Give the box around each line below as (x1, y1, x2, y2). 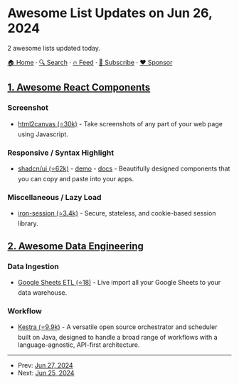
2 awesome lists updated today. (7, 44, 101, 52)
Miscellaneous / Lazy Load (7, 192, 102, 202)
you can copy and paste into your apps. (17, 174, 134, 183)
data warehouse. (17, 288, 68, 297)
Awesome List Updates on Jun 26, (7, 5, 213, 21)
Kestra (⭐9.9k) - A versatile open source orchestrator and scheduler (17, 323, 218, 331)
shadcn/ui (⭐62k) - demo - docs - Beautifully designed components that (17, 164, 230, 173)
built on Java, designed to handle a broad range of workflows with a (17, 333, 218, 342)
